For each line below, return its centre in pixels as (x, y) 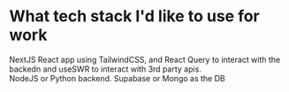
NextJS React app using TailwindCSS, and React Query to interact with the (145, 59)
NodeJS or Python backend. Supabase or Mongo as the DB (117, 78)
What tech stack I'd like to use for (134, 16)
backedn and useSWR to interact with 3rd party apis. (105, 69)
